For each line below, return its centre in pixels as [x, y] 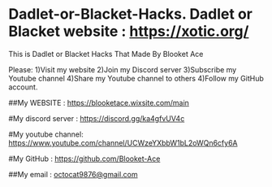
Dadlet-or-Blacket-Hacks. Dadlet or [131, 14]
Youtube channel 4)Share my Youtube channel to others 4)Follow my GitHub [136, 78]
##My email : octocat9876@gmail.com [73, 174]
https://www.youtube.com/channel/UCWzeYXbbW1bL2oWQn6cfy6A [123, 142]
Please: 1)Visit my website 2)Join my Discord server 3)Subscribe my [123, 69]
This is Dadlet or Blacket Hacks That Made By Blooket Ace [106, 54]
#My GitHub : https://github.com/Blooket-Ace [84, 159]
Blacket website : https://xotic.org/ [129, 31]
